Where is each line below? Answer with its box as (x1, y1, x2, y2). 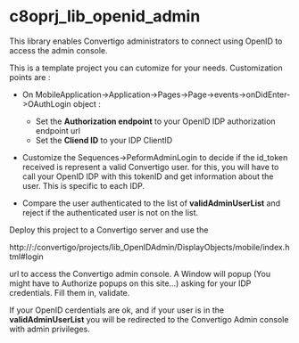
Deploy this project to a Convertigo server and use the (9, 225, 209, 235)
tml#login (9, 251, 45, 262)
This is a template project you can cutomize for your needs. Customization (9, 62, 283, 73)
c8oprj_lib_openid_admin (9, 6, 201, 27)
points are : (9, 71, 51, 82)
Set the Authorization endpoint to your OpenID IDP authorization (35, 116, 276, 127)
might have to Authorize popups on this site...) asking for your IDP (9, 278, 252, 289)
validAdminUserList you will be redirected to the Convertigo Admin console (9, 314, 289, 324)
